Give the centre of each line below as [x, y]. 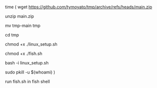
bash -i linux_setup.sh [27, 63]
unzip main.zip [20, 16]
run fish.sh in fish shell [28, 82]
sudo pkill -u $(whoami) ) [30, 72]
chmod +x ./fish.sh [24, 53]
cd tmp [12, 35]
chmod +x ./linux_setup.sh [31, 44]
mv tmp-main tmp [23, 25]
